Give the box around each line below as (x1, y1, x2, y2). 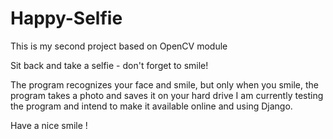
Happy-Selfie (10, 7, 123, 30)
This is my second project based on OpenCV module (10, 40, 228, 52)
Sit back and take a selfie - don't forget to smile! (10, 59, 209, 71)
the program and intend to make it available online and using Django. (10, 100, 293, 112)
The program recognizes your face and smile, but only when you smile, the (10, 78, 320, 91)
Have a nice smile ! (10, 119, 88, 131)
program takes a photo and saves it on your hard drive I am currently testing (10, 89, 324, 101)
